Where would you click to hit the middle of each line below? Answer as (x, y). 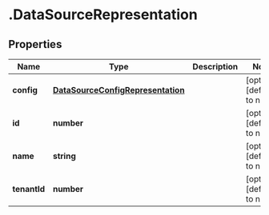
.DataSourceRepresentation (103, 15)
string (64, 156)
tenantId (29, 189)
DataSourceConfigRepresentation (119, 90)
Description (215, 67)
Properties (35, 44)
